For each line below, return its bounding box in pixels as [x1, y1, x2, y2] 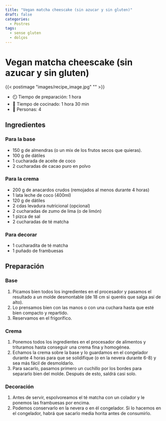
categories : [5, 16, 30, 21]
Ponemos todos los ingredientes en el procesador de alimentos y [12, 339, 146, 345]
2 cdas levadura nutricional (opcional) [12, 203, 91, 209]
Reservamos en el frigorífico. [12, 315, 72, 321]
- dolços [9, 35, 28, 40]
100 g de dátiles [12, 152, 45, 158]
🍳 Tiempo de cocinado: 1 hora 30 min [12, 101, 89, 107]
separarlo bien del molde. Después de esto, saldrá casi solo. [12, 371, 137, 377]
